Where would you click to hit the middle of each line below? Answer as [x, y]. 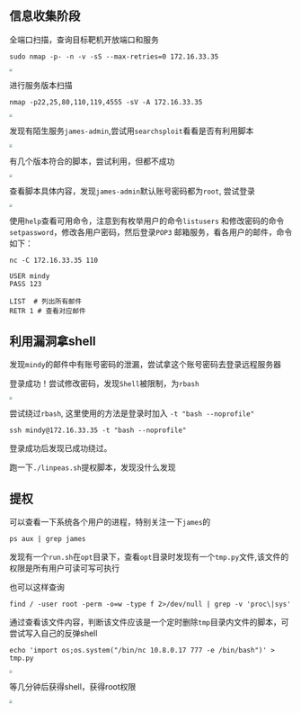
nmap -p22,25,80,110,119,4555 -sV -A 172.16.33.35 [106, 103]
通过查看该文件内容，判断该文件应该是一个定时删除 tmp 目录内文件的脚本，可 [149, 622]
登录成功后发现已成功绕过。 [61, 448]
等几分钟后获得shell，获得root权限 [73, 687]
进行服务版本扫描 [41, 86]
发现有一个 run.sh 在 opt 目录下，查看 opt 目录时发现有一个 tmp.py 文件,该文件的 [149, 557]
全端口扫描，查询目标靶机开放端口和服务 [84, 40]
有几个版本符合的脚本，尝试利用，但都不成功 [92, 161]
